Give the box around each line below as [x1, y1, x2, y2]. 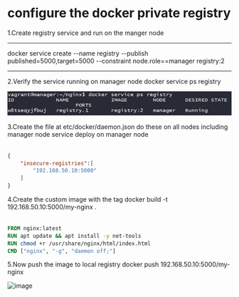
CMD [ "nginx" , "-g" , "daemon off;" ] [7, 247, 116, 254]
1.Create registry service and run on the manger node [7, 28, 164, 37]
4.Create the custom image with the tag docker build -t [7, 195, 169, 204]
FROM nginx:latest [7, 224, 62, 232]
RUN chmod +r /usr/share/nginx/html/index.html [7, 240, 152, 247]
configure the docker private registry [7, 5, 231, 21]
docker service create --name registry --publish [7, 48, 149, 58]
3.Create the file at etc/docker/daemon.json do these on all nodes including [7, 123, 228, 131]
